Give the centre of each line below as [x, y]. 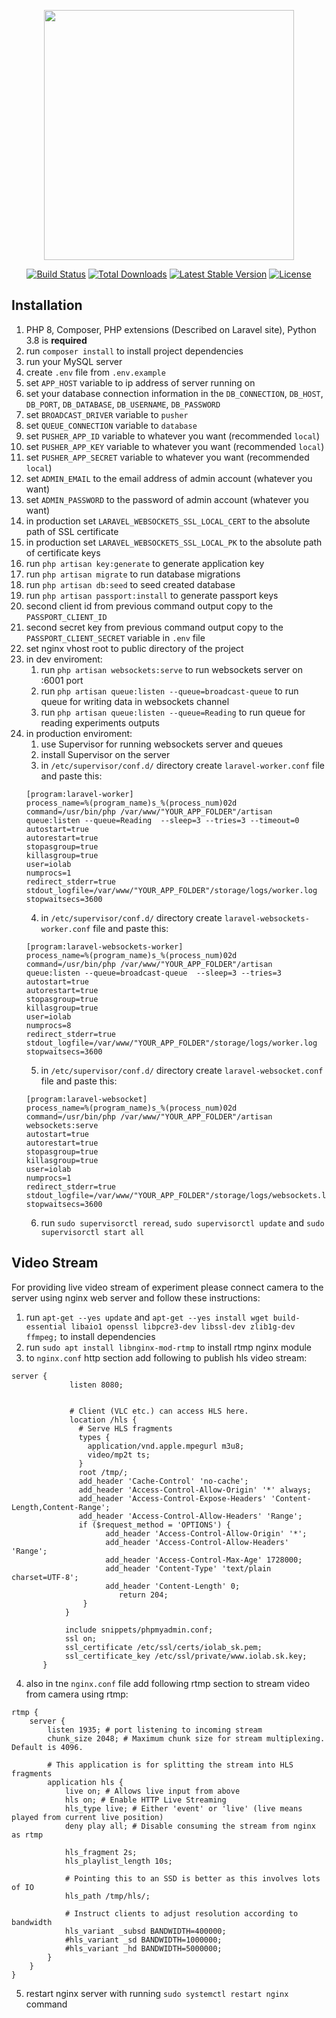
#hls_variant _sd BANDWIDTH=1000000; [143, 1940]
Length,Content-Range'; [61, 1507]
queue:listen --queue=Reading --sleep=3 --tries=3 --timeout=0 [162, 820]
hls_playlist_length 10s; [118, 1861]
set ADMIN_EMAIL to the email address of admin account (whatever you [169, 478]
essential [46, 1326]
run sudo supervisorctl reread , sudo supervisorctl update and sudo [182, 1222]
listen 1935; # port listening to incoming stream [155, 1730]
